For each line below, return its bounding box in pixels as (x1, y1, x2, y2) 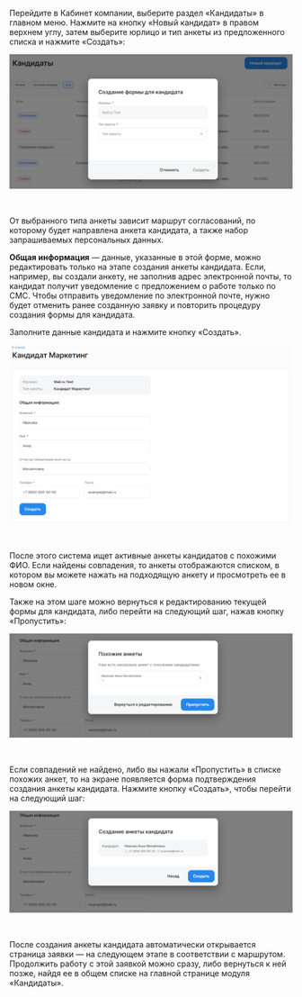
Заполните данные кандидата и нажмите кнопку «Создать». (9, 327, 242, 338)
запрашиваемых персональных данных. (9, 234, 164, 246)
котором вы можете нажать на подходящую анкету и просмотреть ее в (9, 569, 286, 580)
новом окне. (9, 578, 58, 589)
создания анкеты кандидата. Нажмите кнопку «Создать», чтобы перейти (9, 783, 292, 793)
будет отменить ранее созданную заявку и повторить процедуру (9, 300, 261, 311)
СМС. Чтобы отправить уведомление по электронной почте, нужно (9, 290, 271, 301)
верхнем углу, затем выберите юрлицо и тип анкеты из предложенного (9, 27, 285, 37)
